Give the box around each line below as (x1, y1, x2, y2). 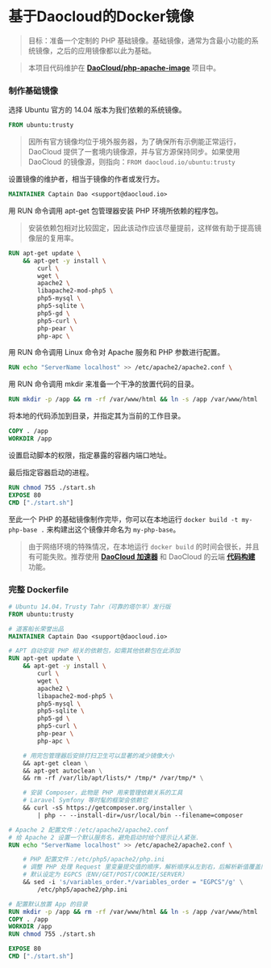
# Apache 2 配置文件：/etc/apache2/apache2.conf (8, 826, 169, 834)
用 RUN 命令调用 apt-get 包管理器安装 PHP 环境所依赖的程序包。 (8, 205, 223, 215)
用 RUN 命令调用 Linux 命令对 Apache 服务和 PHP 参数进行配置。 (8, 347, 224, 357)
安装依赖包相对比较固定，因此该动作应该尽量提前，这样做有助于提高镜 (27, 223, 262, 233)
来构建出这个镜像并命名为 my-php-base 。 (46, 524, 181, 534)
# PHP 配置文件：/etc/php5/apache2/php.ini (23, 856, 165, 864)
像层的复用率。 (27, 233, 78, 242)
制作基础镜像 (8, 85, 59, 96)
